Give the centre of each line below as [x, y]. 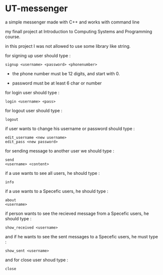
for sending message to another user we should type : [60, 151]
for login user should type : [32, 92]
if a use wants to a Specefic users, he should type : [57, 191]
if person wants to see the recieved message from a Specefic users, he [77, 213]
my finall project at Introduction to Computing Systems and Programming [79, 31]
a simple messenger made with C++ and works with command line [72, 22]
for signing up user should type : [38, 55]
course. [13, 37]
